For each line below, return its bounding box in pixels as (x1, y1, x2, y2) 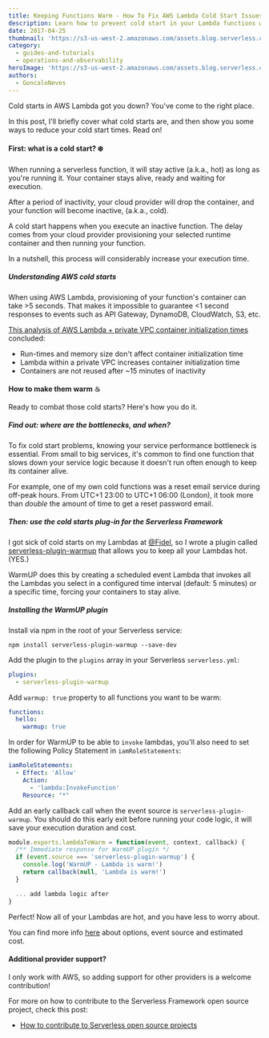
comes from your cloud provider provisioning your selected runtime (8, 229, 231, 239)
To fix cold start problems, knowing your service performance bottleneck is (8, 440, 257, 450)
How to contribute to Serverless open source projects (19, 1020, 198, 1030)
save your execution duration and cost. (8, 822, 137, 832)
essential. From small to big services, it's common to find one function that (8, 449, 255, 458)
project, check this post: (8, 1004, 88, 1014)
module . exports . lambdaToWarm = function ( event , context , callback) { (8, 838, 246, 846)
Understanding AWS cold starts (8, 272, 117, 281)
